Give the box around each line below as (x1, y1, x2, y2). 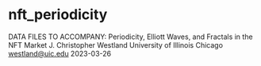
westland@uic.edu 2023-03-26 (8, 49, 112, 58)
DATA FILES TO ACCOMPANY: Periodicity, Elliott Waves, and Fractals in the (8, 32, 253, 41)
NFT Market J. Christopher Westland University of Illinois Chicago (8, 40, 224, 49)
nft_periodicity (8, 6, 108, 24)
